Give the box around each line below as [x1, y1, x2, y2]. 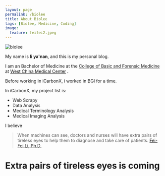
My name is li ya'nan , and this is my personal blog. [5, 54, 109, 59]
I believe [5, 122, 22, 128]
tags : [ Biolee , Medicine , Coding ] [5, 21, 77, 26]
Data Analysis [12, 103, 41, 108]
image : [5, 26, 19, 31]
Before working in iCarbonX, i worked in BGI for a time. [5, 78, 117, 84]
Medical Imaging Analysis [12, 113, 65, 119]
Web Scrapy [12, 97, 38, 103]
